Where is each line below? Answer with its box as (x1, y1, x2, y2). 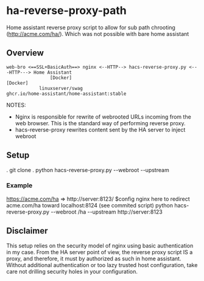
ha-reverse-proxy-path (6, 4, 127, 18)
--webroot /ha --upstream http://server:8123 (51, 208, 163, 215)
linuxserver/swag (38, 85, 83, 91)
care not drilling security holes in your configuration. (6, 268, 138, 275)
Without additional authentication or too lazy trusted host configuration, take (6, 261, 198, 268)
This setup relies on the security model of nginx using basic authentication (6, 241, 194, 249)
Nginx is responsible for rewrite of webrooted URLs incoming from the (15, 113, 192, 120)
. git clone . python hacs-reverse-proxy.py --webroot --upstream (6, 166, 169, 173)
